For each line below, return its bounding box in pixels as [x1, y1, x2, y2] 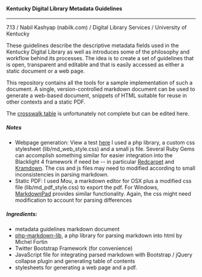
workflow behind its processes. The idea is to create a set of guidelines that [6, 55, 194, 62]
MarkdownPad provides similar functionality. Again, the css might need [14, 190, 191, 198]
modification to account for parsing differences [14, 196, 132, 204]
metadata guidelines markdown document [14, 226, 120, 233]
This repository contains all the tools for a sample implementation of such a [6, 79, 193, 87]
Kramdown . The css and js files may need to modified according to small [14, 164, 195, 172]
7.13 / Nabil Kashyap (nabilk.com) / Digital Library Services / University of [6, 24, 187, 31]
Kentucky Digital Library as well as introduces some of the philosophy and [6, 48, 190, 55]
